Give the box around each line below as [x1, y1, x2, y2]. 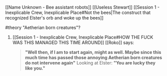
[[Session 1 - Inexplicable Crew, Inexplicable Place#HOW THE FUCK [12, 34, 153, 40]
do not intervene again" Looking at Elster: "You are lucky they [25, 60, 155, 65]
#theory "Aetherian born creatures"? [5, 24, 81, 30]
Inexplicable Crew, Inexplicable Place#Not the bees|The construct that [5, 9, 151, 15]
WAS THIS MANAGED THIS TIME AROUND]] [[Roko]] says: [12, 39, 134, 45]
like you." [25, 65, 46, 71]
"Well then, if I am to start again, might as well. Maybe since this [25, 49, 161, 55]
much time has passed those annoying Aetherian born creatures [25, 54, 162, 60]
